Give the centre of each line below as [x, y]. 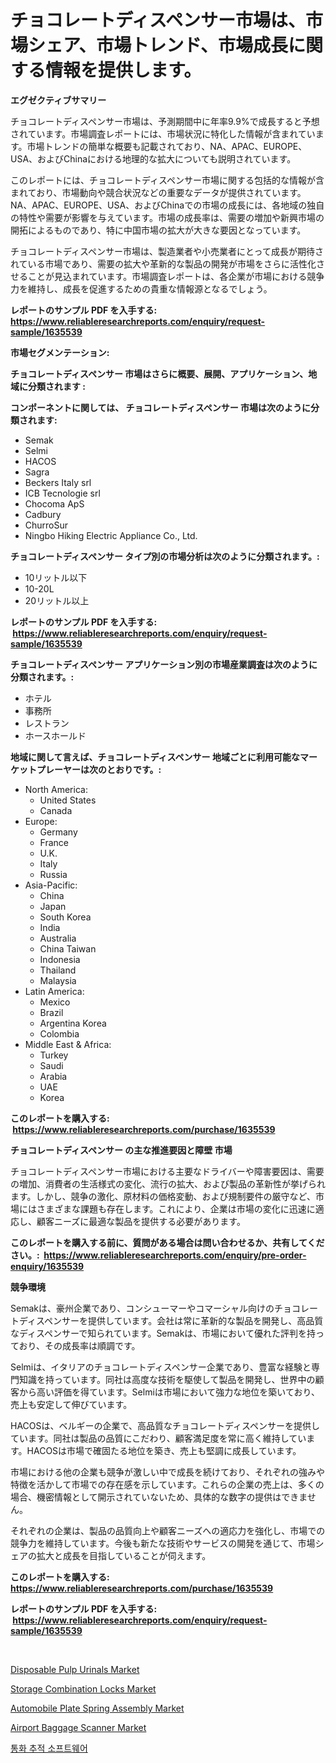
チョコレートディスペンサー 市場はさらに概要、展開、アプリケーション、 [159, 373]
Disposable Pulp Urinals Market [75, 1669]
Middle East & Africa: [68, 1044]
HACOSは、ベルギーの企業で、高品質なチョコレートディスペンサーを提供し [165, 1425]
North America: [56, 789]
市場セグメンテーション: [60, 352]
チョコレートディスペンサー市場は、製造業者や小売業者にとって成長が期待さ [167, 251]
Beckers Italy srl [58, 482]
